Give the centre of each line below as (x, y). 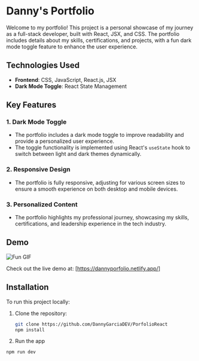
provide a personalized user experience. (65, 141)
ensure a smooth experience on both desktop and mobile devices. (96, 189)
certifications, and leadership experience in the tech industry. (90, 224)
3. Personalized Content (42, 204)
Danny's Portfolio (50, 11)
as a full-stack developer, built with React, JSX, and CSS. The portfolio (93, 33)
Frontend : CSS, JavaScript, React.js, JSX (65, 79)
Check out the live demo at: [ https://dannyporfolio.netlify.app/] (83, 268)
